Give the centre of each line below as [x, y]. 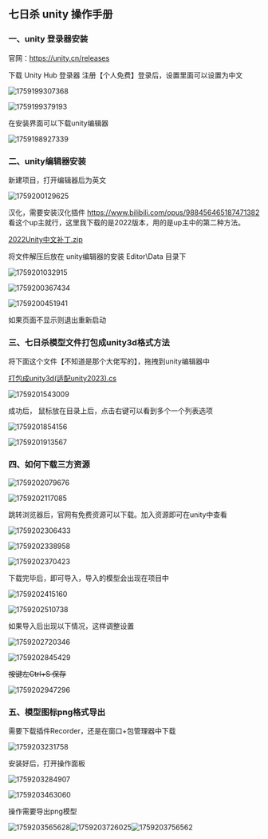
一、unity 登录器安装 [48, 39]
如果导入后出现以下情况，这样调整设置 [71, 626]
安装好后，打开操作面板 [47, 763]
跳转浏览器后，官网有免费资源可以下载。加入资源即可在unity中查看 [118, 515]
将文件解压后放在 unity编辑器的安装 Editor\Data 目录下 [97, 256]
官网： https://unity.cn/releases [59, 58]
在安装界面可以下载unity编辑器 [59, 123]
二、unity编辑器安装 [47, 161]
